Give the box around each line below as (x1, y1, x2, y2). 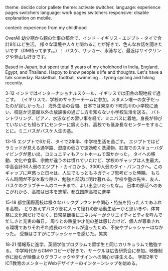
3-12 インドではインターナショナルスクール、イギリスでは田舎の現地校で (5, 90, 156, 96)
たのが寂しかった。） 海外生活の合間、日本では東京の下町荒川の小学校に (5, 103, 154, 108)
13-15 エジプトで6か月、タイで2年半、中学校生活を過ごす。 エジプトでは (5, 139, 155, 145)
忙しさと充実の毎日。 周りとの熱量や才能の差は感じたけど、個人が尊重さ (5, 218, 156, 224)
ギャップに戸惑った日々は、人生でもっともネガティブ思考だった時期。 (5, 170, 150, 176)
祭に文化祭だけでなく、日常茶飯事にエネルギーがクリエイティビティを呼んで (5, 212, 163, 218)
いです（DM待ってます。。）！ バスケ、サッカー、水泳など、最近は (5, 48, 139, 53)
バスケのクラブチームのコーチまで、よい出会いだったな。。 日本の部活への (5, 183, 158, 188)
